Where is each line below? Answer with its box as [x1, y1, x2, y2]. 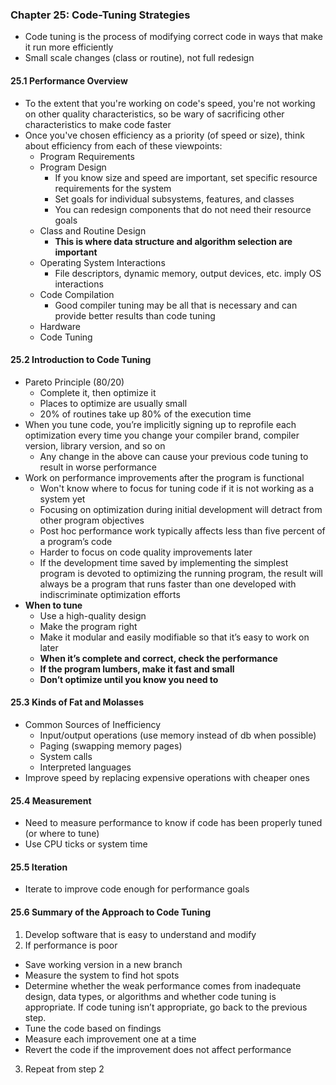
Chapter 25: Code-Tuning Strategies [10, 8, 191, 22]
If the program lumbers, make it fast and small [39, 663, 235, 675]
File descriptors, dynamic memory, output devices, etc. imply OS [54, 267, 322, 279]
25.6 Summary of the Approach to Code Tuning [10, 906, 212, 918]
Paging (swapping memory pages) [39, 739, 183, 752]
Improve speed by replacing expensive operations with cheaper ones [24, 771, 310, 783]
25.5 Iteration [10, 861, 68, 873]
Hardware [39, 320, 81, 332]
